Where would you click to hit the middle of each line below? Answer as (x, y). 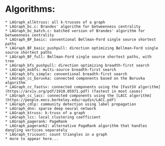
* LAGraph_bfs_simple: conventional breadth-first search (66, 74)
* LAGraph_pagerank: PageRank (36, 121)
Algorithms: (30, 9)
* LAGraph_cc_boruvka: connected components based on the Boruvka (75, 78)
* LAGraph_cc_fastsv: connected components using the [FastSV (71, 87)
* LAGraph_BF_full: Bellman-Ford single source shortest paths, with (79, 57)
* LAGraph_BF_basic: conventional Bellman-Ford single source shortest (81, 39)
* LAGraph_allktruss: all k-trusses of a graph (55, 22)
